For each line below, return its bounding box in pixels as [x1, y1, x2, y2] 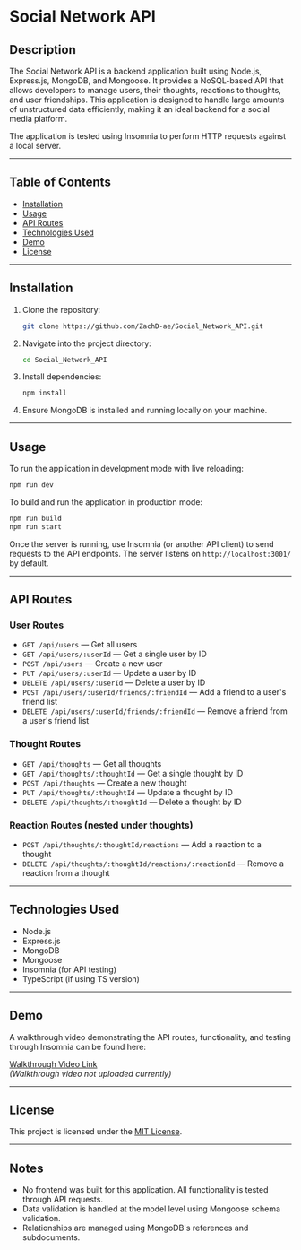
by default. [9, 558, 49, 569]
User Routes [9, 619, 64, 631]
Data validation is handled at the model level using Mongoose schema [21, 1203, 280, 1214]
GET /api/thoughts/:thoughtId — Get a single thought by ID [21, 768, 244, 778]
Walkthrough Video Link [9, 1058, 98, 1069]
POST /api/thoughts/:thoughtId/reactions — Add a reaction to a [21, 838, 262, 849]
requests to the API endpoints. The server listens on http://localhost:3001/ [9, 548, 291, 559]
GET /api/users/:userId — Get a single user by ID [21, 648, 208, 660]
